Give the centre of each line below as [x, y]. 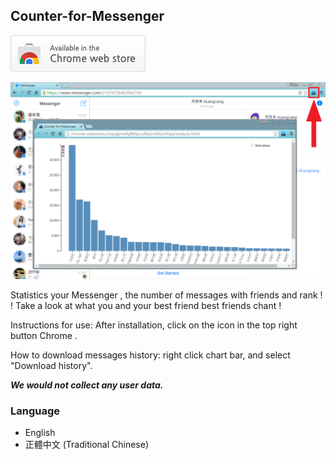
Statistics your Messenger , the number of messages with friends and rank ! [166, 295]
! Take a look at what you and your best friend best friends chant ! [146, 305]
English [40, 433]
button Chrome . [44, 335]
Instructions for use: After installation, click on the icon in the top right [154, 325]
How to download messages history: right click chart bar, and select [150, 355]
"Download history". [51, 365]
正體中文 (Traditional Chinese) [86, 445]
